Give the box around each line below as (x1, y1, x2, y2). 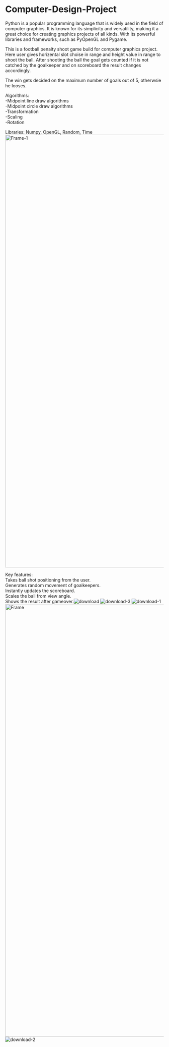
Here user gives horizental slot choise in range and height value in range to (5, 51, 161, 57)
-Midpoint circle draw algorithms (5, 103, 73, 109)
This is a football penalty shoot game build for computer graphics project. (5, 46, 158, 52)
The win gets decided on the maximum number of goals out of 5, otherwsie (5, 77, 161, 83)
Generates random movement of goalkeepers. (5, 582, 101, 588)
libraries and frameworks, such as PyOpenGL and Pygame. (5, 36, 128, 42)
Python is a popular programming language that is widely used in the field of (5, 20, 163, 26)
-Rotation (5, 119, 25, 125)
